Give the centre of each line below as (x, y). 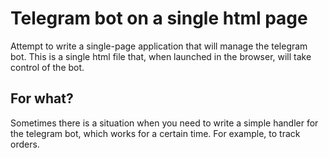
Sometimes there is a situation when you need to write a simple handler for (164, 123)
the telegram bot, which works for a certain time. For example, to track (155, 133)
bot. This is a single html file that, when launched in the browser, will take (161, 56)
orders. (25, 144)
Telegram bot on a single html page (159, 18)
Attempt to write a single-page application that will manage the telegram (159, 46)
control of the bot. (47, 67)
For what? (42, 98)
